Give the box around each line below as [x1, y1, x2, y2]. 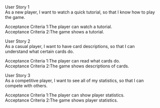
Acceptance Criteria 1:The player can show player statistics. [5, 92, 125, 98]
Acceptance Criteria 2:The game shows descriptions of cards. [5, 63, 129, 69]
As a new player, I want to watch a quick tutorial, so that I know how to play [5, 9, 155, 15]
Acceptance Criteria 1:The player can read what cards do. [5, 58, 120, 63]
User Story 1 [5, 4, 30, 10]
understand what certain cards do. [5, 48, 74, 54]
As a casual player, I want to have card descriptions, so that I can [5, 44, 135, 49]
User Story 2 [5, 38, 31, 44]
